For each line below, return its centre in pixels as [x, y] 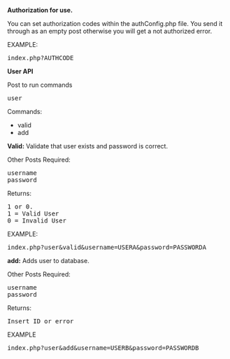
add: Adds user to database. [48, 261]
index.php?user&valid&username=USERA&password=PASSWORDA [107, 247]
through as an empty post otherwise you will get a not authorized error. [110, 31]
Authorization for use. [40, 10]
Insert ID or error [41, 321]
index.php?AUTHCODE [41, 58]
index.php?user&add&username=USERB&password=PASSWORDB [103, 348]
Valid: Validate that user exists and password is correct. [88, 146]
